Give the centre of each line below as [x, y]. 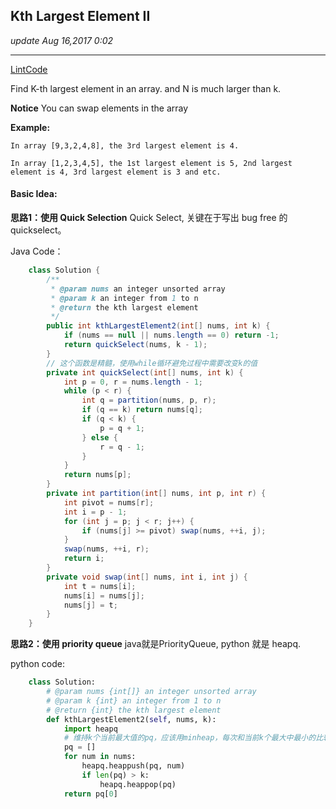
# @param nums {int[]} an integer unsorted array [151, 692]
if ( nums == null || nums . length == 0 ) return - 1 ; [171, 335]
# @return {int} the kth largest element [134, 710]
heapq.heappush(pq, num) [133, 766]
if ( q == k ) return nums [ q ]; [142, 410]
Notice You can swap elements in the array [99, 108]
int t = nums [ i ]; [100, 586]
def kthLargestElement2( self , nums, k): [131, 719]
